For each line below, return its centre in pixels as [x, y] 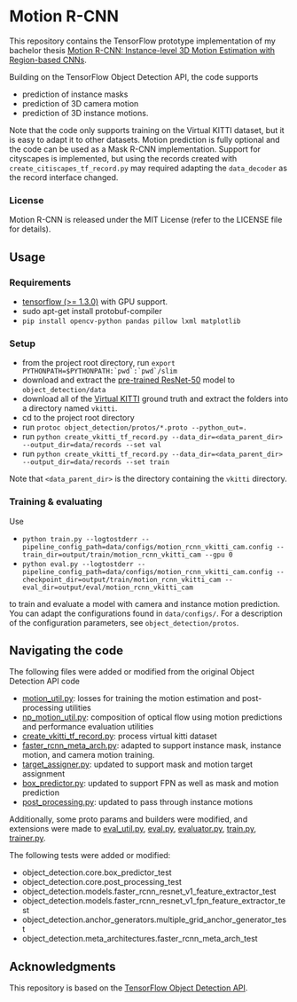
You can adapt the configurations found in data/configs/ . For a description [146, 613]
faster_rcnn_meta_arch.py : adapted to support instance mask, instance [152, 746]
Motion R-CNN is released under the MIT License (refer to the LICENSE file [146, 220]
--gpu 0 [219, 555]
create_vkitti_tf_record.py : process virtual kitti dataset [119, 736]
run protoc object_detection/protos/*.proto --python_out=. [134, 427]
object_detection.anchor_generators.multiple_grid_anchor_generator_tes [154, 919]
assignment [43, 774]
